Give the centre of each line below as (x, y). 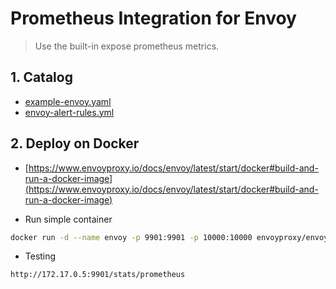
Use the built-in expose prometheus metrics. (127, 46)
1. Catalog (41, 77)
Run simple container (68, 219)
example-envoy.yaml (68, 101)
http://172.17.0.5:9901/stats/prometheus (98, 275)
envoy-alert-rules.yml (69, 112)
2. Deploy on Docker (75, 143)
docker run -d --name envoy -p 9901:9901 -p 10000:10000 (131, 237)
